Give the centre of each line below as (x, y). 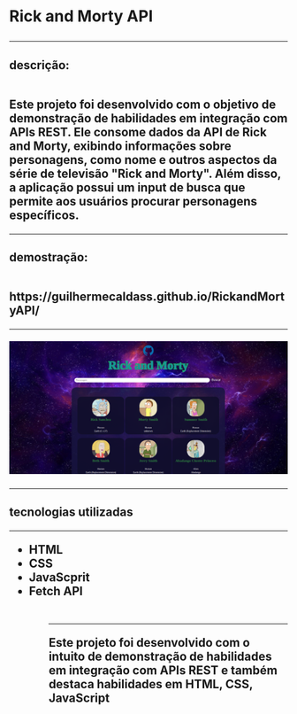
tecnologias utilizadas (72, 512)
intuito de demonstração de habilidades (160, 657)
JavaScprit (59, 578)
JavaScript (79, 698)
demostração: (49, 257)
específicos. (44, 215)
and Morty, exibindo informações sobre (120, 146)
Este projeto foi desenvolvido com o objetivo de (143, 104)
